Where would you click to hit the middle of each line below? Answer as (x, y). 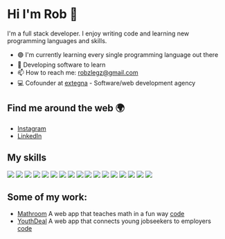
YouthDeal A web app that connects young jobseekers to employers (114, 221)
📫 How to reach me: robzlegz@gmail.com (78, 72)
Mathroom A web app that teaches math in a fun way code (101, 214)
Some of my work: (47, 197)
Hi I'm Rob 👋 (43, 14)
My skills (27, 158)
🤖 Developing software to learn (61, 65)
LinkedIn (29, 135)
